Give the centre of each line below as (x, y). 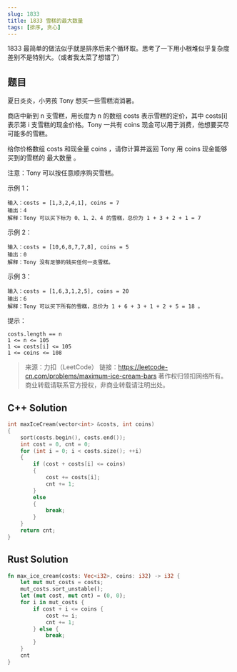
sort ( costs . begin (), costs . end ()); (73, 437)
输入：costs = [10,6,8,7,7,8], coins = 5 (68, 247)
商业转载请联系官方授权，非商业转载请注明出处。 (97, 385)
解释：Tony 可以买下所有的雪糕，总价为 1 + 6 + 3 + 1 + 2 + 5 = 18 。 (105, 307)
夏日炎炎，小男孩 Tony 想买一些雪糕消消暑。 (73, 101)
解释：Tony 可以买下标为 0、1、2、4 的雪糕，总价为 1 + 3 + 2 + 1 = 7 (104, 219)
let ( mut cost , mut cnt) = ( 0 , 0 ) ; (73, 596)
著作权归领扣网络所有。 (193, 376)
